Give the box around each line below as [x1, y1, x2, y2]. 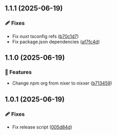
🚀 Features [5, 69, 32, 75]
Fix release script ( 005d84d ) [12, 124, 72, 130]
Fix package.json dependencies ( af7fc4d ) [12, 38, 100, 45]
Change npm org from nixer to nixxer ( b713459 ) [12, 80, 112, 86]
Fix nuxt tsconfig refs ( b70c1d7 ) [12, 33, 79, 39]
